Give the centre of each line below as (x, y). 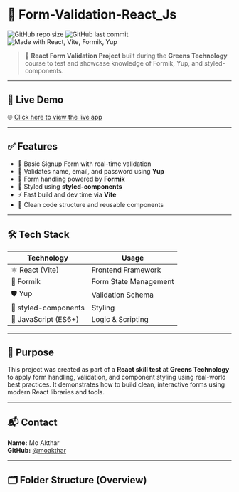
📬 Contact (32, 422)
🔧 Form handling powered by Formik (71, 179)
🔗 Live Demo (36, 100)
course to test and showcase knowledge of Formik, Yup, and (113, 63)
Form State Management (133, 282)
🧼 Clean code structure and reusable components (91, 204)
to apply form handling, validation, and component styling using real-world (117, 377)
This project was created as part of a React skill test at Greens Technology (118, 370)
